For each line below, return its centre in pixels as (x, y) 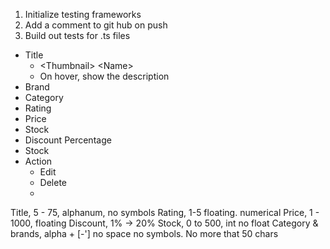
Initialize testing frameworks (83, 14)
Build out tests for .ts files (77, 35)
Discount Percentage (68, 140)
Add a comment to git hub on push (96, 25)
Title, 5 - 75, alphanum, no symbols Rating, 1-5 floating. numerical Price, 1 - (165, 212)
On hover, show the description (104, 76)
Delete (53, 182)
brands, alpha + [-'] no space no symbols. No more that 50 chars (144, 233)
